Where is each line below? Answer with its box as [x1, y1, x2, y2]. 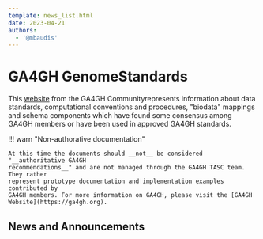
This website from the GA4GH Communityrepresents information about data [8, 94, 256, 104]
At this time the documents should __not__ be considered [8, 150, 203, 158]
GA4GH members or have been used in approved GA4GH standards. [8, 119, 231, 129]
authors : [8, 26, 37, 34]
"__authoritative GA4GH [8, 157, 87, 165]
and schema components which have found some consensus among [8, 111, 232, 120]
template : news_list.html [8, 11, 93, 20]
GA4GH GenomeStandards [8, 68, 188, 85]
